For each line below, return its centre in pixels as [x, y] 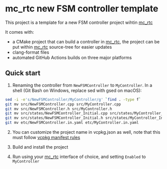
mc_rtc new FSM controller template [82, 9]
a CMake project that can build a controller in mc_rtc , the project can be [86, 42]
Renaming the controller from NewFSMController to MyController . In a [82, 85]
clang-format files [31, 52]
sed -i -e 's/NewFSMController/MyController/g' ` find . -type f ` [73, 99]
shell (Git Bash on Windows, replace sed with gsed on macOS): [77, 90]
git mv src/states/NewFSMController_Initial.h [54, 118]
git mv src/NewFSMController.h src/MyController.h [59, 109]
